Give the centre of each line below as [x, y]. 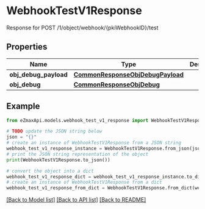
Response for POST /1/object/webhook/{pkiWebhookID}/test [82, 28]
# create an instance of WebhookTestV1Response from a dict [85, 182]
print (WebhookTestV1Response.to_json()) [59, 160]
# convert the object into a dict [50, 171]
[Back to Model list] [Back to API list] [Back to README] [76, 200]
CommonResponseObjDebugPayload [129, 74]
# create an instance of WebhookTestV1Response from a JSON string [94, 143]
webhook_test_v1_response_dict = [49, 177]
